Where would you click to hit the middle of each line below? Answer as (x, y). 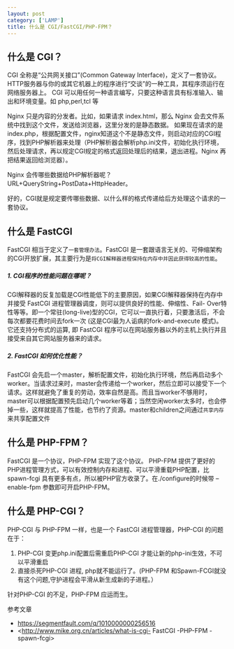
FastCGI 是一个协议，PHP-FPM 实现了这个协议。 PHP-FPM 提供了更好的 (111, 461)
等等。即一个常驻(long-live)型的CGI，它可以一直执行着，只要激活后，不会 (119, 312)
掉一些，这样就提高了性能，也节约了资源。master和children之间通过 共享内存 (116, 410)
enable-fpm (24, 487)
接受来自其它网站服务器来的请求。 (56, 338)
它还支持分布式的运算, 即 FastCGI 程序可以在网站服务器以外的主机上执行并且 (117, 329)
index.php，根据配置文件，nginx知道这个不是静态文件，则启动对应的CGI (111, 134)
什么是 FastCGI (40, 231)
